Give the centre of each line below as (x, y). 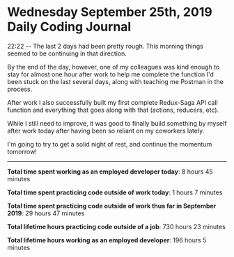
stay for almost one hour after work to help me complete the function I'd (111, 74)
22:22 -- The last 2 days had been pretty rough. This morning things (105, 46)
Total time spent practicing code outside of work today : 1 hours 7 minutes (115, 192)
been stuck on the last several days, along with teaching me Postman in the (116, 81)
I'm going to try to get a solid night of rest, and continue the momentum (110, 144)
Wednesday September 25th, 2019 (110, 12)
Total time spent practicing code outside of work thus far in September (112, 206)
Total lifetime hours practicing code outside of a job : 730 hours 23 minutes (117, 226)
